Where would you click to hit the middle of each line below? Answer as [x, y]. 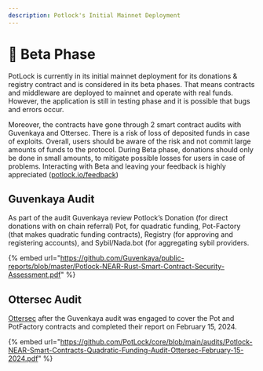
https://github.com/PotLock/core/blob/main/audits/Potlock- [156, 342]
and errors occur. [36, 109]
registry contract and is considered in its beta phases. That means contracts [131, 84]
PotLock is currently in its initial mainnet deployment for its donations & [123, 76]
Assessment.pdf [35, 275]
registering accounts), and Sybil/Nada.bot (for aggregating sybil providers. [129, 243]
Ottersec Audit [45, 299]
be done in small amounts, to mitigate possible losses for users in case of [127, 158]
